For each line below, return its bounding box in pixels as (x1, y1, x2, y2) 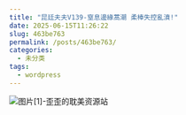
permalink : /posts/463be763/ (9, 37, 117, 47)
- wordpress (17, 71, 62, 80)
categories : (9, 46, 53, 55)
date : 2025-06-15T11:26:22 (9, 21, 109, 30)
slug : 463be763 (9, 29, 66, 38)
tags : (9, 63, 29, 72)
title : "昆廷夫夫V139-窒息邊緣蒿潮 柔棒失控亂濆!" (9, 12, 179, 22)
